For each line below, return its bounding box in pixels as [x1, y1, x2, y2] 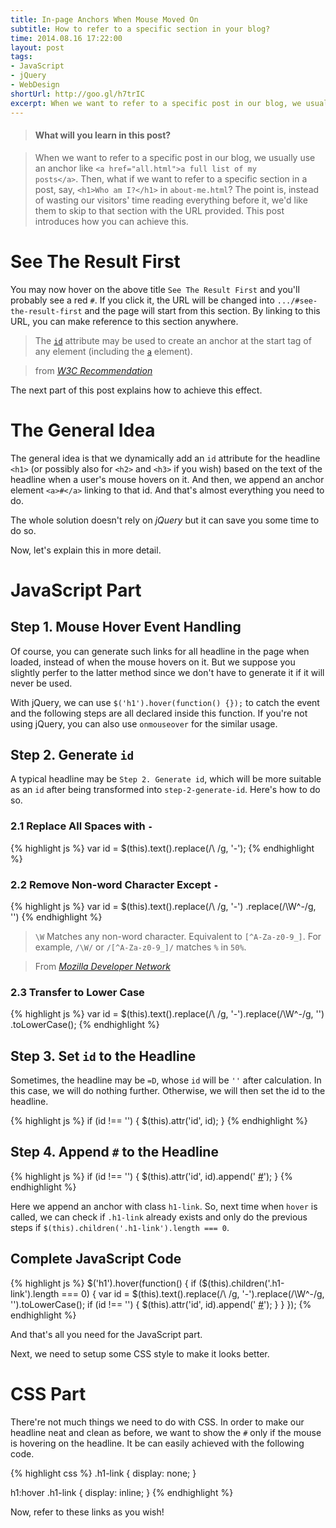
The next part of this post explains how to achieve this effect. [10, 384, 263, 396]
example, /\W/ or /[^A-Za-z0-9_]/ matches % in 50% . [34, 941, 247, 953]
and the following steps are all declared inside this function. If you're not [10, 707, 308, 719]
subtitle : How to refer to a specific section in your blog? [10, 24, 271, 34]
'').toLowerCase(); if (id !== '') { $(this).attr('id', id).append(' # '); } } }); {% [10, 1298, 312, 1310]
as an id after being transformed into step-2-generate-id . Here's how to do [10, 784, 321, 796]
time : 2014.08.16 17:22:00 [10, 33, 123, 43]
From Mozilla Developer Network [34, 960, 171, 972]
